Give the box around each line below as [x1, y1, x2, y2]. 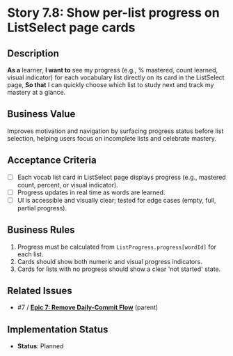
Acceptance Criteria [7, 155, 97, 167]
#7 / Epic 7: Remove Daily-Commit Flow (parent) [17, 303, 159, 311]
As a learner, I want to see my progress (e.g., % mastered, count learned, [7, 66, 218, 74]
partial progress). [17, 203, 67, 212]
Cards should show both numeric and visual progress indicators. [17, 257, 203, 265]
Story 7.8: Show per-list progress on [7, 5, 220, 21]
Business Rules [7, 224, 75, 236]
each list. [17, 249, 44, 258]
